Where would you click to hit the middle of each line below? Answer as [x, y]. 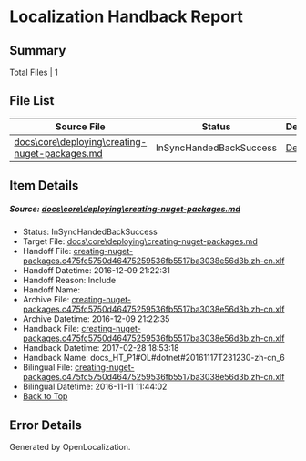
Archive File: [46, 300]
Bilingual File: [47, 367]
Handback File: [51, 329]
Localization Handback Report [127, 17]
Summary [38, 51]
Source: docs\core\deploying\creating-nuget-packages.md [125, 209]
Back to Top [45, 396]
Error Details [46, 425]
